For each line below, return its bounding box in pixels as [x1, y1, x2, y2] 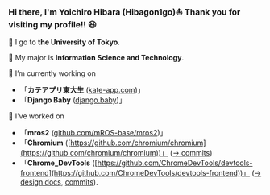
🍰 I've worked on [8, 111, 64, 121]
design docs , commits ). [19, 177, 98, 187]
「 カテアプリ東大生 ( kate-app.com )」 [19, 85, 145, 95]
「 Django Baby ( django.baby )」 [19, 95, 127, 105]
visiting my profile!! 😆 [8, 19, 97, 30]
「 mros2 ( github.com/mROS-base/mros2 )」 [19, 128, 168, 138]
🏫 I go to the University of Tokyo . [8, 37, 121, 47]
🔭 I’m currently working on [8, 68, 97, 78]
